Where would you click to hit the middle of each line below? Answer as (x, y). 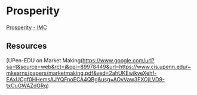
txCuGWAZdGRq (27, 85)
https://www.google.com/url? (118, 60)
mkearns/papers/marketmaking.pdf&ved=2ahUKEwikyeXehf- (81, 73)
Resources (27, 46)
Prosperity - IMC (27, 27)
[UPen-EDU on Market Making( (44, 60)
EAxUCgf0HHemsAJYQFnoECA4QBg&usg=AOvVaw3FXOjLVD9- (86, 79)
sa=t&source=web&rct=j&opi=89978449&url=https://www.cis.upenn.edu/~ (98, 66)
